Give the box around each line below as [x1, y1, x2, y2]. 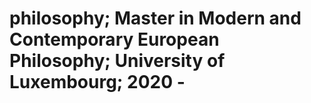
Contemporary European [9, 28, 220, 51]
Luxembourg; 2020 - [9, 71, 186, 94]
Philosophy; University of [9, 50, 226, 72]
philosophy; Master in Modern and [9, 7, 302, 30]
